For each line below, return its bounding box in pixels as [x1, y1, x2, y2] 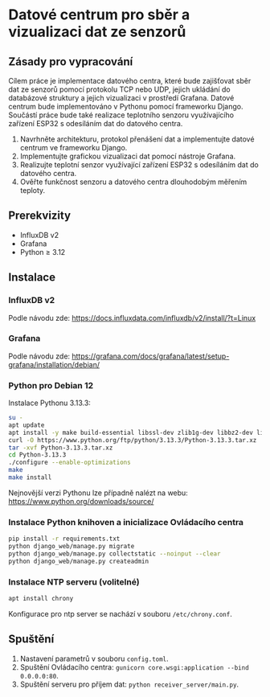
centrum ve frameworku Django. [19, 143, 128, 152]
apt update [8, 420, 45, 429]
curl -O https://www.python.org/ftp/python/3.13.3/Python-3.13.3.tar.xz [8, 436, 257, 444]
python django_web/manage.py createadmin [8, 557, 149, 565]
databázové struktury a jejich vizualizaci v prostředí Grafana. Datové [8, 93, 235, 102]
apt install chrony [8, 595, 74, 603]
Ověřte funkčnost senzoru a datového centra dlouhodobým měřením [19, 177, 247, 187]
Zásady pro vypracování [8, 55, 133, 68]
